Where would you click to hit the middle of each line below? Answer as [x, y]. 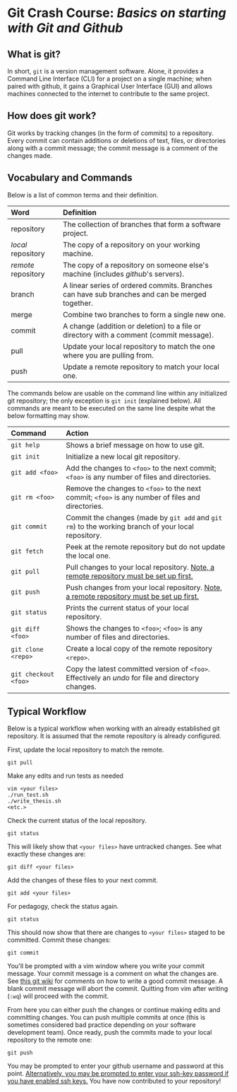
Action [77, 433]
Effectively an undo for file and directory [133, 677]
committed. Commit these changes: [59, 940]
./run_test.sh [28, 795]
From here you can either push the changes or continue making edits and [114, 1010]
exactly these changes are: [47, 854]
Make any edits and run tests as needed [65, 776]
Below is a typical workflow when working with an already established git [114, 729]
